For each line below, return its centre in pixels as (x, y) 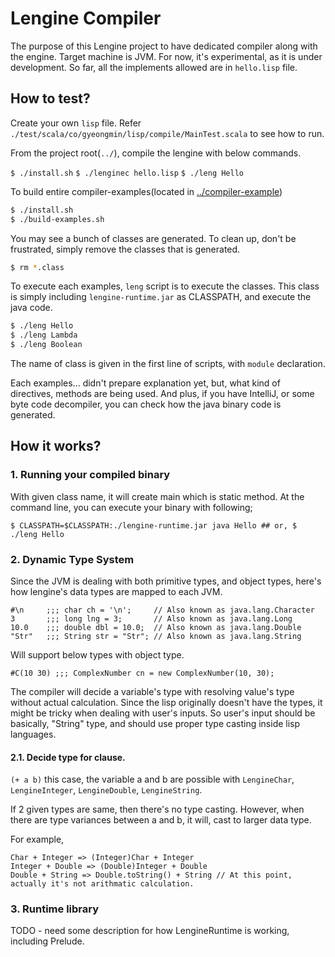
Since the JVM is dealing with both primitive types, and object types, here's (166, 581)
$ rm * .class (37, 267)
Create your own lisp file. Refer (76, 123)
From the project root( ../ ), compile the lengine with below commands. (156, 153)
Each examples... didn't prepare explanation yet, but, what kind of (145, 383)
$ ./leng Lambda (44, 335)
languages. (33, 734)
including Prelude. (47, 941)
